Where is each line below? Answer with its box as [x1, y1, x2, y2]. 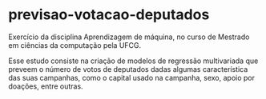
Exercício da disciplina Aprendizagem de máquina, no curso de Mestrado [8, 32, 250, 42]
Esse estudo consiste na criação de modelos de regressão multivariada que [8, 56, 259, 65]
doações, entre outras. [8, 81, 83, 91]
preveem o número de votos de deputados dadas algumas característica [8, 64, 248, 73]
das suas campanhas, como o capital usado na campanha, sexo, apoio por [8, 73, 255, 82]
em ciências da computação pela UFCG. [8, 40, 142, 49]
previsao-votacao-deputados [8, 6, 210, 24]
